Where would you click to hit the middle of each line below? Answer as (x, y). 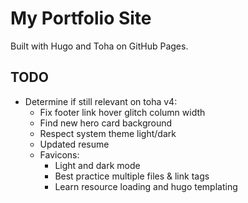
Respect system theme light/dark (108, 133)
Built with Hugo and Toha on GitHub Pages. (99, 46)
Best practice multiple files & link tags (132, 176)
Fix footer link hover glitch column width (122, 112)
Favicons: (59, 154)
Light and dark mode (97, 165)
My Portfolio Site (81, 18)
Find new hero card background (106, 123)
